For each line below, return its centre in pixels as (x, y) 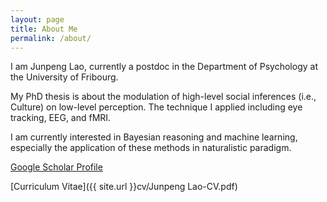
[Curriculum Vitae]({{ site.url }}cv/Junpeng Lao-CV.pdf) (124, 187)
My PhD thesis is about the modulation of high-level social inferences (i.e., (163, 97)
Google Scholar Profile (56, 167)
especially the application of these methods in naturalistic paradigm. (151, 148)
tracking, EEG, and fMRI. (61, 118)
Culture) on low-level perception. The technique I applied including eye (156, 107)
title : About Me (44, 29)
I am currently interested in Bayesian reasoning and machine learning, (154, 137)
